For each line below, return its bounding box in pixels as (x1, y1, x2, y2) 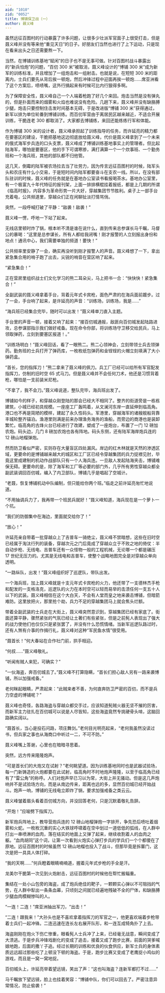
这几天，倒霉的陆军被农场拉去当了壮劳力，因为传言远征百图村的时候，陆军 (5, 163, 156, 169)
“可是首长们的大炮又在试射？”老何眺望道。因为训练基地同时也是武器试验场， (5, 763, 160, 769)
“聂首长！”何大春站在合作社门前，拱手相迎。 (5, 638, 95, 644)
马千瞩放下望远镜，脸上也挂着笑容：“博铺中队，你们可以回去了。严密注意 (5, 976, 154, 983)
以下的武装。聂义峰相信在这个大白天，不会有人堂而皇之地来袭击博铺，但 (5, 592, 151, 598)
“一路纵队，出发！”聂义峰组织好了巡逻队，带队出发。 (5, 569, 112, 575)
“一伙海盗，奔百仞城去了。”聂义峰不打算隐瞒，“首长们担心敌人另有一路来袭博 (5, 669, 160, 675)
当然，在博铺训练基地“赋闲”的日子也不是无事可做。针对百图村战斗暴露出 (5, 58, 151, 64)
